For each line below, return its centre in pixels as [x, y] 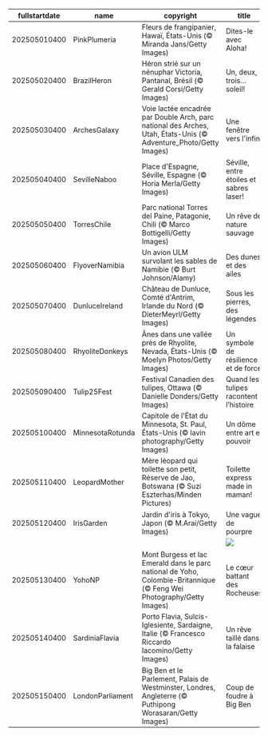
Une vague [244, 514]
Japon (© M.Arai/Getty [179, 523]
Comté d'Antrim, [168, 297]
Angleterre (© [165, 695]
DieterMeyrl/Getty [171, 314]
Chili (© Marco [166, 224]
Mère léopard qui [169, 461]
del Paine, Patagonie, [176, 216]
